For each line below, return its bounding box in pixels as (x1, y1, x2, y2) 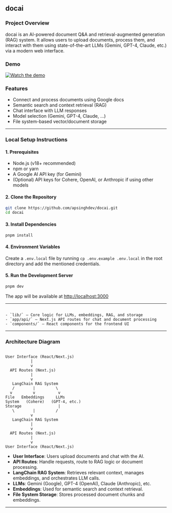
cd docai (5, 210, 24, 215)
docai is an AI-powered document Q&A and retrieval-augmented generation (5, 31, 165, 38)
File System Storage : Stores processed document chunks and (12, 491, 145, 498)
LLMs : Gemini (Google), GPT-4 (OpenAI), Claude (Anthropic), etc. (12, 481, 152, 487)
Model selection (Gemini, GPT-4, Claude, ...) (12, 113, 106, 119)
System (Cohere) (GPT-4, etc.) (5, 399, 81, 405)
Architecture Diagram (5, 338, 60, 345)
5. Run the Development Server (5, 272, 73, 279)
